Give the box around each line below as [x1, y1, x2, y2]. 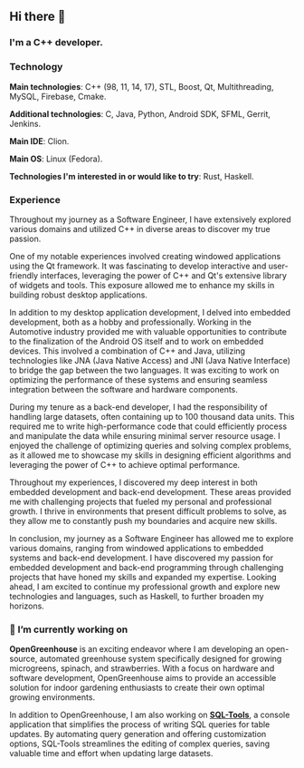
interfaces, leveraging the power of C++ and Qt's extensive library [40, 269, 288, 281]
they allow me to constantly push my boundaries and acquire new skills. [9, 515, 278, 526]
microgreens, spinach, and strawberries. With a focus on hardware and [9, 663, 275, 674]
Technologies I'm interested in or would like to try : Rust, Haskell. [9, 170, 254, 181]
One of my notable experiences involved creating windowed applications [9, 250, 281, 261]
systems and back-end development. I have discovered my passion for [9, 552, 274, 563]
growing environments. [9, 692, 96, 703]
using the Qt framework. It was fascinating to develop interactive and [9, 260, 267, 271]
